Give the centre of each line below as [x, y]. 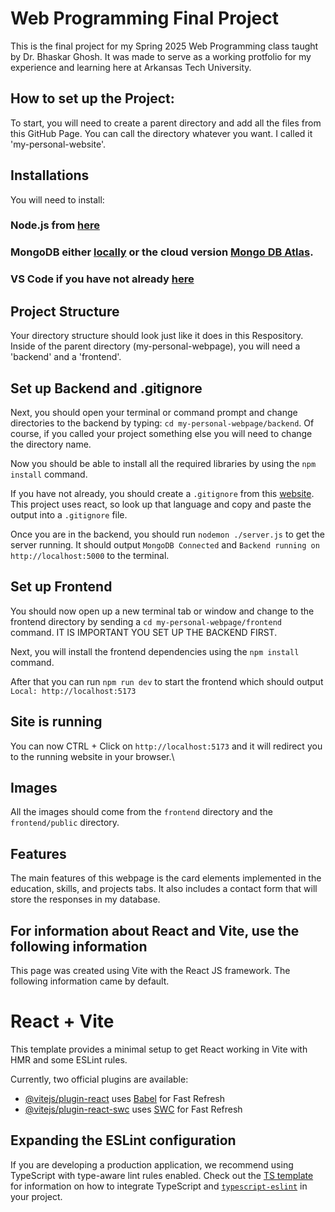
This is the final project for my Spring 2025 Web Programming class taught [164, 46]
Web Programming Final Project [145, 18]
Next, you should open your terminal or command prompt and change [154, 412]
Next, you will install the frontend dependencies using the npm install [155, 651]
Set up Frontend [61, 587]
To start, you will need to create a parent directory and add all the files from [166, 123]
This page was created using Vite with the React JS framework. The [150, 971]
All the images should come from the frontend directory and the [141, 812]
